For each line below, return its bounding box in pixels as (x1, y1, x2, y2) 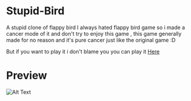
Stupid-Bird (6, 4, 65, 18)
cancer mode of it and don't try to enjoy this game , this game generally (6, 30, 182, 37)
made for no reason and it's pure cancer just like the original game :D (6, 36, 176, 43)
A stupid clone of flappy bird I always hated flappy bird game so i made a (6, 24, 186, 31)
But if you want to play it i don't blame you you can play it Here (6, 48, 160, 55)
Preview (6, 69, 48, 83)
